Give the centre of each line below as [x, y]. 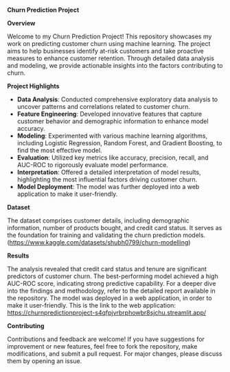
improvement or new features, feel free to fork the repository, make [102, 346]
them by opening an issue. [45, 361]
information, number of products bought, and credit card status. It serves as [115, 228]
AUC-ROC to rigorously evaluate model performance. [92, 165]
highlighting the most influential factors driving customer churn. [107, 179]
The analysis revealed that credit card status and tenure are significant [107, 269]
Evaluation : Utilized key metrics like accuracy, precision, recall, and [113, 158]
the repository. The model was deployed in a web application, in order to [110, 298]
